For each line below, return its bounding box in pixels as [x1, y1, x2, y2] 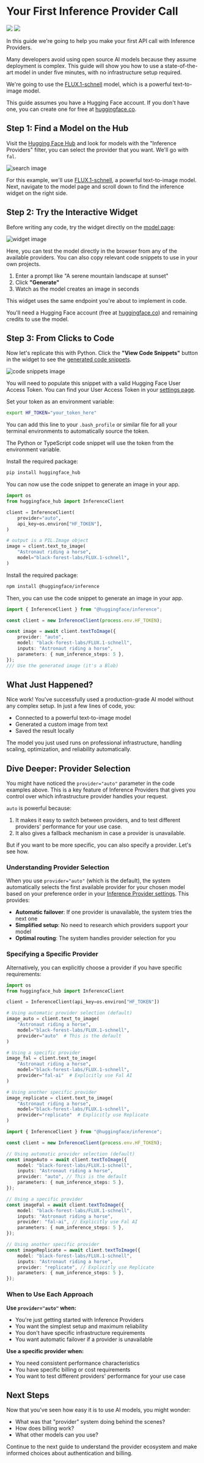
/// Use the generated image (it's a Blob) [6, 662, 119, 669]
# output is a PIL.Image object [6, 538, 89, 544]
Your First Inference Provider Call [6, 4, 178, 18]
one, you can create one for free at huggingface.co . [6, 105, 137, 113]
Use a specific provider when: [6, 1347, 84, 1354]
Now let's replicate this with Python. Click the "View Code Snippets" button [6, 350, 199, 357]
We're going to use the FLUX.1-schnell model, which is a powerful [6, 80, 172, 88]
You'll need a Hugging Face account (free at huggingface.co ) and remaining [6, 308, 198, 316]
